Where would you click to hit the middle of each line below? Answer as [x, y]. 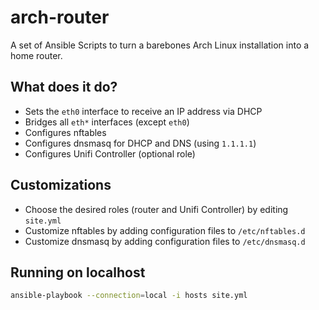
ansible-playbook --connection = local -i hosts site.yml [129, 296]
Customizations [61, 185]
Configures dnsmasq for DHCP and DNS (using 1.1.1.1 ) [140, 143]
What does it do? [64, 87]
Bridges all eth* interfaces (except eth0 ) [107, 122]
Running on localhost [78, 272]
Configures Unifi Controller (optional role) [110, 153]
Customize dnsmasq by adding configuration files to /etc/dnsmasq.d [165, 241]
